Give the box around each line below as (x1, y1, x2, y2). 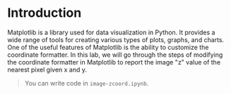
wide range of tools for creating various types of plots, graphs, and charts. (7, 35, 225, 43)
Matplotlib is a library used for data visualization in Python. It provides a (7, 28, 215, 36)
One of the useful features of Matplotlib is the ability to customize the (7, 43, 209, 51)
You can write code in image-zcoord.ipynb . (24, 79, 149, 87)
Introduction (7, 5, 82, 21)
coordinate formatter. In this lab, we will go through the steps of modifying (7, 51, 223, 59)
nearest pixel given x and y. (7, 65, 87, 74)
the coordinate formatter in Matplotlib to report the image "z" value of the (7, 58, 221, 66)
